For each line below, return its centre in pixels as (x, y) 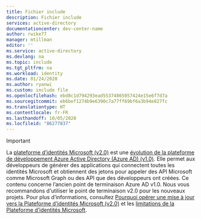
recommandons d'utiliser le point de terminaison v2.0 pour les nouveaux (96, 191)
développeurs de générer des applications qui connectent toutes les (91, 165)
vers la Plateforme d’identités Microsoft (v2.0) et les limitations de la (90, 204)
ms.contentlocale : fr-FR (37, 113)
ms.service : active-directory (44, 51)
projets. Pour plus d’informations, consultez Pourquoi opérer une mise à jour (100, 197)
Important (18, 141)
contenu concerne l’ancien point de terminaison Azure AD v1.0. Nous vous (98, 185)
